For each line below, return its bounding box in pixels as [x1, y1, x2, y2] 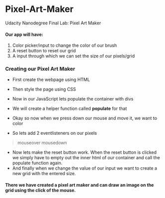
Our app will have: [5, 31, 43, 37]
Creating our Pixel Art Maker [5, 66, 76, 73]
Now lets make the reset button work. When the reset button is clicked [12, 149, 157, 155]
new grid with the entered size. [12, 171, 76, 177]
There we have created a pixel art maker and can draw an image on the [5, 182, 154, 188]
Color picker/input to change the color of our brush [12, 42, 117, 48]
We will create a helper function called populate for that [12, 105, 127, 111]
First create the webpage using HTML [12, 77, 90, 83]
